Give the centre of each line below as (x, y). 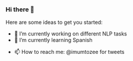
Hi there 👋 (20, 9)
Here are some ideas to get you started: (54, 23)
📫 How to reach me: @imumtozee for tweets (69, 52)
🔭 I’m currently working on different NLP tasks (70, 34)
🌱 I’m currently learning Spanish (53, 40)
